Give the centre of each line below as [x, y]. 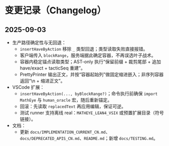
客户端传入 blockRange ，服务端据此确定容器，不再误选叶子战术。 [88, 55]
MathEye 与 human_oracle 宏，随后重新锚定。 [66, 100]
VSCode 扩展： [28, 87]
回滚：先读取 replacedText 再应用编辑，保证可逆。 [73, 106]
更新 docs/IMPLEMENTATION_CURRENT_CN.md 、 [65, 132]
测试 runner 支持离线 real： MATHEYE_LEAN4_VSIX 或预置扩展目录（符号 [92, 113]
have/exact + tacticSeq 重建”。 [52, 68]
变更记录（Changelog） [55, 10]
